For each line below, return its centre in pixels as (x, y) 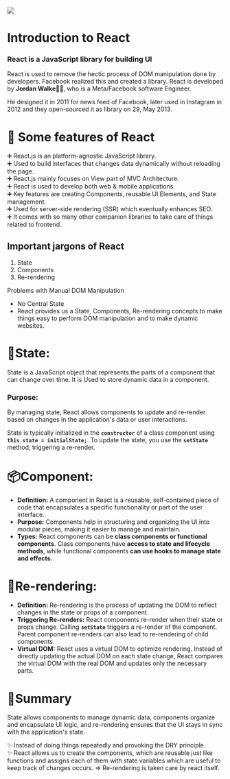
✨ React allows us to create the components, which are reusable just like (110, 753)
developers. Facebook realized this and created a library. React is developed (115, 82)
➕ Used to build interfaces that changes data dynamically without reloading (114, 164)
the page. (21, 171)
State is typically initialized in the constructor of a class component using (111, 433)
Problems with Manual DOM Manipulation (66, 291)
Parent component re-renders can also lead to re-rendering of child (113, 634)
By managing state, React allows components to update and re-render (106, 412)
